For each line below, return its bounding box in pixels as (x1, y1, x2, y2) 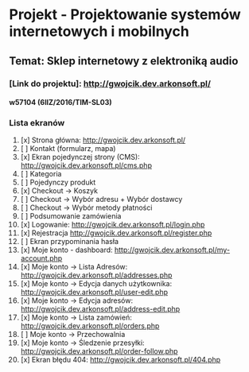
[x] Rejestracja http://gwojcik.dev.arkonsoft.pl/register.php (20, 228, 212, 238)
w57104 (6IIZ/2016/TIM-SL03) (9, 98, 112, 107)
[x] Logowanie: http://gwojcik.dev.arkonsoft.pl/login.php (20, 220, 205, 230)
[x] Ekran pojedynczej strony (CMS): (20, 153, 140, 162)
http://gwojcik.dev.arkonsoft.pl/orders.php (20, 321, 160, 331)
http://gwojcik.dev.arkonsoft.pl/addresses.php (20, 270, 173, 280)
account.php (20, 254, 63, 263)
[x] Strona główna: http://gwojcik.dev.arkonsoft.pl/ (20, 135, 186, 145)
